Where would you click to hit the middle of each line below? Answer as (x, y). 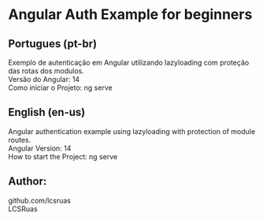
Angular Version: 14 (40, 148)
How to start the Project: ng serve (63, 156)
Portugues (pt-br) (53, 44)
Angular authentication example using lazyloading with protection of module (132, 131)
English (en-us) (47, 112)
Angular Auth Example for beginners (130, 15)
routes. (20, 140)
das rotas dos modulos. (46, 71)
